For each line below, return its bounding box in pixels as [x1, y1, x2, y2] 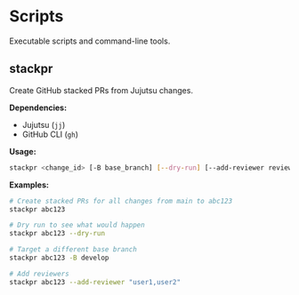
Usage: [9, 146, 37, 156]
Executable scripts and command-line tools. [9, 36, 171, 46]
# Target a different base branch [9, 245, 138, 254]
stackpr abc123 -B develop [9, 253, 109, 262]
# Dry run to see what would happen [9, 220, 145, 230]
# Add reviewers [9, 269, 69, 278]
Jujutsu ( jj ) [21, 119, 66, 130]
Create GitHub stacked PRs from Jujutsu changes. [9, 84, 194, 95]
